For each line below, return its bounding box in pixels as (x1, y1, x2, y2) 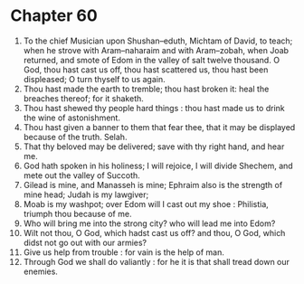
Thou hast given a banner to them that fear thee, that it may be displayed (23, 121, 296, 132)
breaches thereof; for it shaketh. (23, 92, 144, 104)
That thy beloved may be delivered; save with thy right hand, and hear (23, 141, 285, 152)
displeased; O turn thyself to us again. (23, 73, 166, 84)
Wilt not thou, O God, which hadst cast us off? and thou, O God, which (23, 227, 286, 238)
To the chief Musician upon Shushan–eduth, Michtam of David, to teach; (23, 35, 293, 46)
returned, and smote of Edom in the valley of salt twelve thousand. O (23, 54, 280, 65)
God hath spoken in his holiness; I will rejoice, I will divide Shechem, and (23, 160, 293, 171)
